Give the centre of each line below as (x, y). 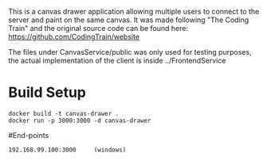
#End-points (29, 135)
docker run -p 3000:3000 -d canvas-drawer (80, 121)
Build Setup (47, 92)
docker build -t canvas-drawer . (64, 113)
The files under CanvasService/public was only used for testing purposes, (130, 52)
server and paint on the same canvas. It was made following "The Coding (129, 20)
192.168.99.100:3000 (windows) (67, 150)
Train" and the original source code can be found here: (98, 28)
